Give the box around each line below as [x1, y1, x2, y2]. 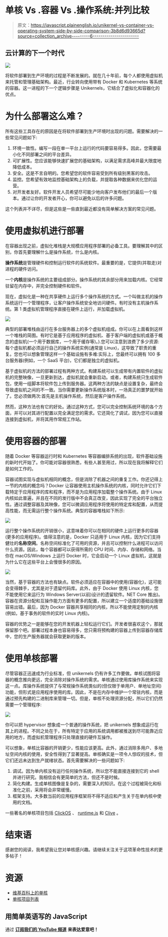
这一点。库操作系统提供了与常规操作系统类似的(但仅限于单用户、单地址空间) [5, 683, 162, 689]
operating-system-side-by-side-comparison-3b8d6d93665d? [17, 28, 146, 34]
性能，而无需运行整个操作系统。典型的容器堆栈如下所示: [9, 507, 125, 513]
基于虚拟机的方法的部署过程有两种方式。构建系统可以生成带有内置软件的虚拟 [5, 368, 163, 374]
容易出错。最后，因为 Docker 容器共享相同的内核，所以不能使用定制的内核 [5, 604, 158, 610]
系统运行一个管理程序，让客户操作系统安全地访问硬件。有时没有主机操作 [5, 299, 154, 305]
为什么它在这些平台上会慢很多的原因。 [5, 559, 84, 565]
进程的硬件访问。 [5, 266, 40, 272]
